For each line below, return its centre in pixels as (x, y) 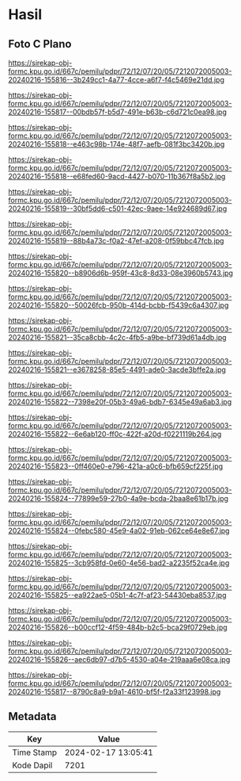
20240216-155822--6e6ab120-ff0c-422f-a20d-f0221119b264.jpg (115, 434)
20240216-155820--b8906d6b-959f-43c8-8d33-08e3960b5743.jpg (120, 273)
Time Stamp (35, 752)
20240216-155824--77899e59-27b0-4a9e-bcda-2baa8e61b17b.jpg (119, 498)
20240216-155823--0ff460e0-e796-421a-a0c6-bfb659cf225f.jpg (116, 466)
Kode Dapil (32, 765)
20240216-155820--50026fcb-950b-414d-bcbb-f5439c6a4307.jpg (119, 305)
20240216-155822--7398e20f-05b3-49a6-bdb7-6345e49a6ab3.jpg (120, 402)
